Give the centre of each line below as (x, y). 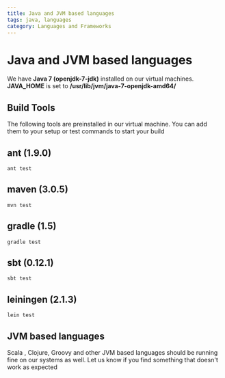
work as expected (32, 367)
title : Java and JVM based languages (61, 13)
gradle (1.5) (32, 226)
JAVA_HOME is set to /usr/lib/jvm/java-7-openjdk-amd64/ (92, 86)
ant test (19, 168)
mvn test (19, 205)
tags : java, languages (39, 20)
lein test (21, 315)
